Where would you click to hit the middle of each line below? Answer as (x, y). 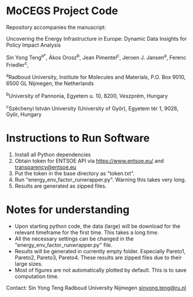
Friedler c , (17, 64)
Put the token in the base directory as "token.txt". (74, 174)
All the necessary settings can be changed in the (74, 239)
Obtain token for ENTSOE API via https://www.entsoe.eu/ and (89, 161)
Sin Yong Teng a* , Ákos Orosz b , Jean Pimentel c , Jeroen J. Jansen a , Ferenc (96, 57)
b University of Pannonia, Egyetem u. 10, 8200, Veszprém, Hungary (87, 95)
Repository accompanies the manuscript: (56, 27)
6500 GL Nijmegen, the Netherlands (50, 83)
